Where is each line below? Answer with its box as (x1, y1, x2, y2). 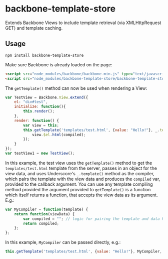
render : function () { (14, 118, 59, 123)
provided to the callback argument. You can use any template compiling (5, 181, 153, 187)
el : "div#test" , (14, 99, 48, 104)
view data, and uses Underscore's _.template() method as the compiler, (5, 170, 155, 176)
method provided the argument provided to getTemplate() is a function (5, 186, 151, 192)
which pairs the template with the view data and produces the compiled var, (5, 176, 160, 182)
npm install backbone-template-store (5, 53, 84, 58)
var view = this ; (23, 122, 59, 128)
